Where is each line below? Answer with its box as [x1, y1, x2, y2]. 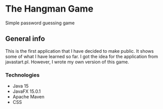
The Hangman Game [5, 3, 94, 15]
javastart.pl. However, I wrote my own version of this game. [5, 59, 129, 65]
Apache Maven [12, 94, 45, 100]
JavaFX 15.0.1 [12, 88, 41, 94]
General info [5, 34, 45, 43]
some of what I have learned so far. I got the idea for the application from [5, 53, 158, 59]
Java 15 [12, 83, 29, 89]
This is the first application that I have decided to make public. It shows [5, 48, 154, 54]
